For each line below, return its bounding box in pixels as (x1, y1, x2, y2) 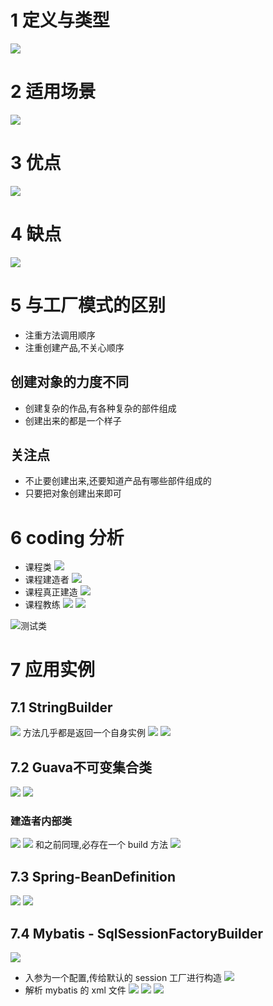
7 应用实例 (10, 659, 95, 681)
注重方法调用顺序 (24, 329, 96, 341)
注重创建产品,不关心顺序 (24, 341, 125, 353)
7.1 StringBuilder (10, 699, 113, 716)
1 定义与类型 (10, 9, 110, 32)
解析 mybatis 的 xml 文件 (24, 984, 127, 996)
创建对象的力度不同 (10, 374, 129, 391)
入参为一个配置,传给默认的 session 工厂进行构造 (24, 971, 223, 983)
